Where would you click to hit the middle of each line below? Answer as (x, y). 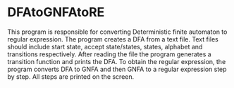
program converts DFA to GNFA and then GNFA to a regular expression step (117, 69)
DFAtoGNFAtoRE (56, 12)
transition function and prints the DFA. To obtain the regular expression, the (117, 61)
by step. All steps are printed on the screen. (71, 76)
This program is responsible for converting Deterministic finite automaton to (117, 32)
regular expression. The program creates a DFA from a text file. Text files (113, 39)
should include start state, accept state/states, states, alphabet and (105, 46)
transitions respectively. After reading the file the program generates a (109, 54)
